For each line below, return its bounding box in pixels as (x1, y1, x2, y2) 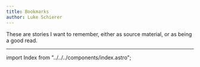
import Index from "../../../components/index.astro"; (6, 54, 132, 61)
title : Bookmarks (6, 8, 49, 15)
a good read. (6, 37, 37, 44)
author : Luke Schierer (6, 14, 62, 20)
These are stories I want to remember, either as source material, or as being (6, 30, 192, 37)
